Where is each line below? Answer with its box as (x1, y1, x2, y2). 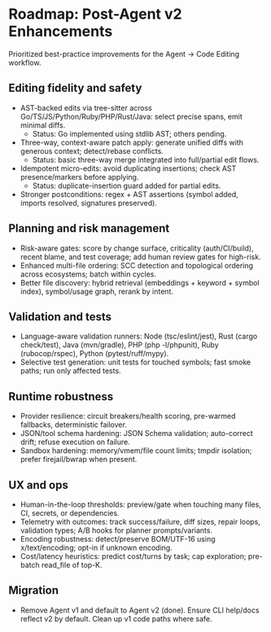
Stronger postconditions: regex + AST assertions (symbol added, (20, 189, 238, 199)
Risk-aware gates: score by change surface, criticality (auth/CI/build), (20, 243, 254, 253)
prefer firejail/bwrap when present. (20, 455, 138, 464)
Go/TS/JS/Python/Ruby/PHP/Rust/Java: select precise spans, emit (20, 111, 243, 121)
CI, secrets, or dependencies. (20, 508, 120, 517)
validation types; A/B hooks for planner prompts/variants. (20, 525, 213, 535)
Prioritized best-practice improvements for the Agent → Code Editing (8, 49, 240, 59)
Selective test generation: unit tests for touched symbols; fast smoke (20, 357, 251, 367)
